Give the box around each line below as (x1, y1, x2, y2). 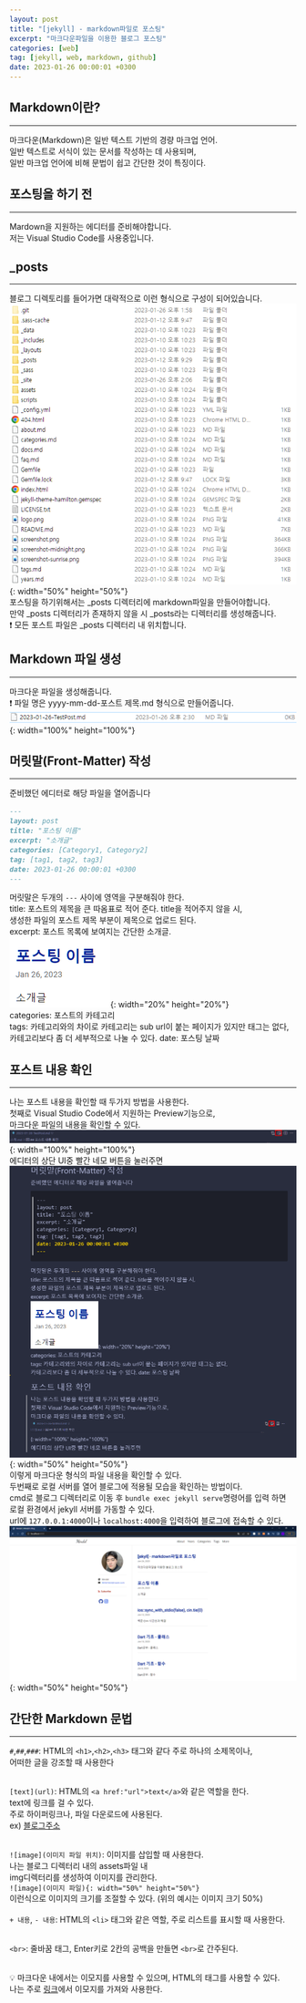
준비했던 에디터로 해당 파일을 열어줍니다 (9, 788, 151, 799)
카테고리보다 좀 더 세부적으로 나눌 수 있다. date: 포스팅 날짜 (9, 1033, 220, 1044)
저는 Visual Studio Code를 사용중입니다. (9, 232, 155, 243)
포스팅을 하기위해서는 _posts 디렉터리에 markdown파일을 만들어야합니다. (9, 596, 270, 607)
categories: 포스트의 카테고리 (9, 1010, 116, 1021)
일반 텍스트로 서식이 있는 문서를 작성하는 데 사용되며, (9, 146, 197, 157)
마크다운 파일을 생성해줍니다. (9, 686, 112, 697)
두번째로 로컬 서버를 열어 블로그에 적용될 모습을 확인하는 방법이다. (9, 1481, 243, 1492)
